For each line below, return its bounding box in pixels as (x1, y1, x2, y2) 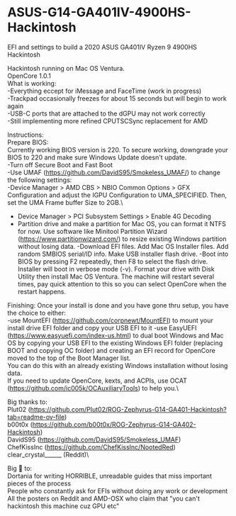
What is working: (7, 79, 57, 87)
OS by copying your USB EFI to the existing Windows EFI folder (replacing (7, 338, 223, 347)
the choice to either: (7, 308, 66, 317)
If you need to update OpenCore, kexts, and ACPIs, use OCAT (7, 376, 188, 385)
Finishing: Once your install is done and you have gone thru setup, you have (7, 301, 229, 309)
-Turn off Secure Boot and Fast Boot (7, 160, 113, 169)
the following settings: (7, 175, 72, 184)
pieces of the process (7, 479, 72, 488)
